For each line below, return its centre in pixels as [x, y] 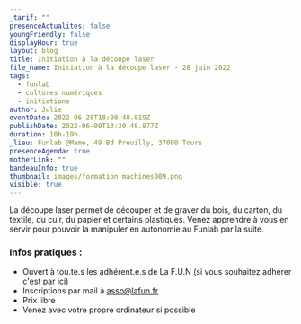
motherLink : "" [38, 159]
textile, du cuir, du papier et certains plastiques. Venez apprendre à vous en [149, 220]
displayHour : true [44, 43]
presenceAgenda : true [50, 151]
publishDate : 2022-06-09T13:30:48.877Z [84, 127]
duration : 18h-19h [44, 135]
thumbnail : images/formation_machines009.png [96, 176]
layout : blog [34, 51]
